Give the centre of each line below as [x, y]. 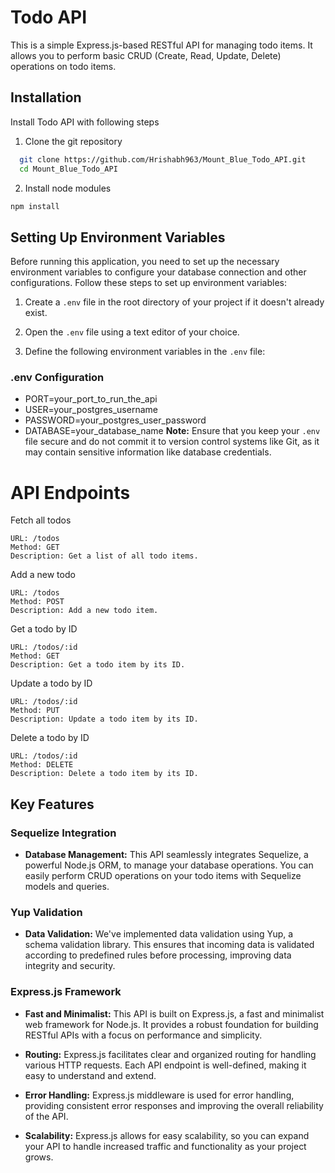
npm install [35, 206]
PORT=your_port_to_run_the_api [91, 399]
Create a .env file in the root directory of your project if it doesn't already [174, 302]
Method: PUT [35, 711]
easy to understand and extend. [90, 1075]
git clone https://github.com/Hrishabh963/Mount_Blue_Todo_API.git [163, 159]
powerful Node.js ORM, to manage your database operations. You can [169, 865]
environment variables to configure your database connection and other [158, 272]
